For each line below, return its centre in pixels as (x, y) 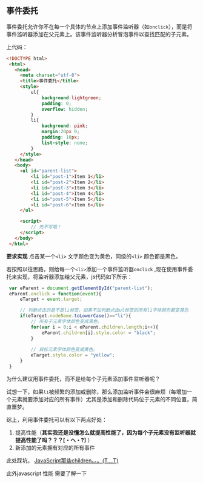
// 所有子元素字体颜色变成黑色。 (66, 322)
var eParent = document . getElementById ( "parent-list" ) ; (81, 288)
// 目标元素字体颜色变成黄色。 (64, 350)
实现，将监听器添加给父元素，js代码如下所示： (75, 277)
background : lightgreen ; (72, 98)
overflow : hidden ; (65, 109)
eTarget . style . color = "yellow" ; (73, 355)
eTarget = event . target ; (51, 299)
